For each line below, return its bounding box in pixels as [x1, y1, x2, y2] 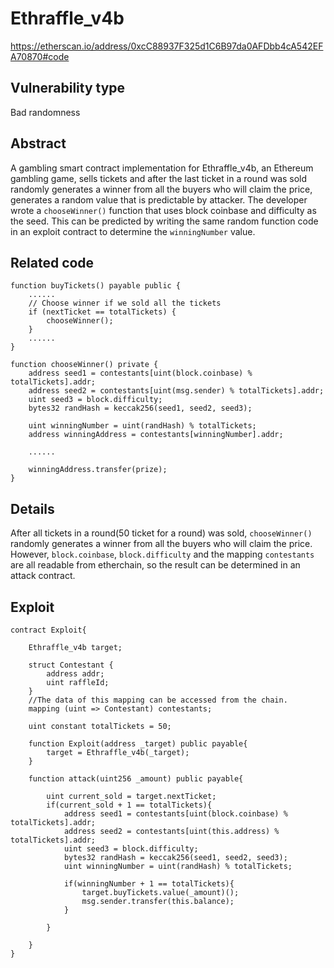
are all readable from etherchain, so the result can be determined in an [10, 559, 301, 571]
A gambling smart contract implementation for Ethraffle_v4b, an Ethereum [10, 162, 314, 174]
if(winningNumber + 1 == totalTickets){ [63, 879, 235, 889]
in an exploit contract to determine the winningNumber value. [10, 225, 256, 237]
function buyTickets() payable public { [10, 281, 182, 291]
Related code [10, 254, 95, 271]
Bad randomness [10, 106, 81, 118]
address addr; [46, 669, 105, 679]
